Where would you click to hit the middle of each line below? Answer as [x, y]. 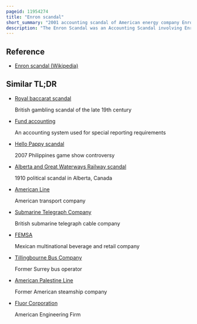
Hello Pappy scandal [39, 144]
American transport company [50, 201]
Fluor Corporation [36, 303]
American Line [32, 189]
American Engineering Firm [47, 314]
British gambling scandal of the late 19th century [73, 110]
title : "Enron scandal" [35, 17]
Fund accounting [35, 121]
